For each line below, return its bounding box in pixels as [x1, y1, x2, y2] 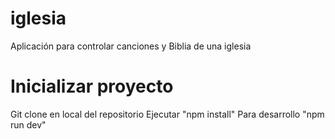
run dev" [10, 118, 47, 131]
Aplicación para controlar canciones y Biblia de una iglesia [10, 40, 252, 52]
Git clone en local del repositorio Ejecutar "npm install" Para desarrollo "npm [10, 108, 325, 120]
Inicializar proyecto [10, 75, 174, 98]
